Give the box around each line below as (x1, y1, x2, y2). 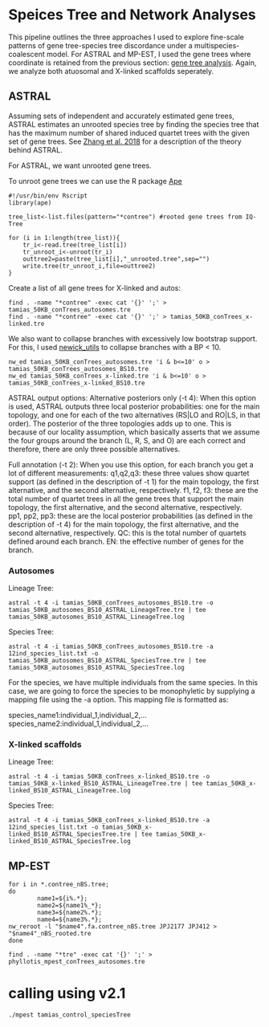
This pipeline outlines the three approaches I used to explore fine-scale (8, 32, 245, 42)
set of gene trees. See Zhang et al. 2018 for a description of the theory (8, 137, 243, 146)
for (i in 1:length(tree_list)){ (8, 234, 120, 242)
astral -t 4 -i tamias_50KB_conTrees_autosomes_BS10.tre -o (8, 599, 214, 607)
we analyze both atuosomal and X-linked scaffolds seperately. (8, 66, 214, 75)
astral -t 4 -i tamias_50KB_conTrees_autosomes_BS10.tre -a (8, 642, 214, 651)
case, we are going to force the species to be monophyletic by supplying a (8, 687, 255, 696)
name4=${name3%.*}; (37, 915, 103, 924)
